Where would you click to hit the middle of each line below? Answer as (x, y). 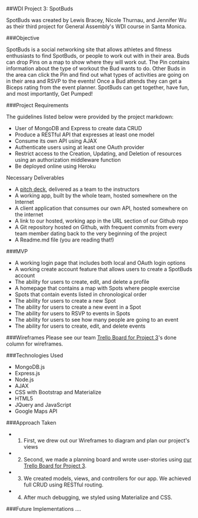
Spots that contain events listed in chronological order (81, 294)
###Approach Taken (31, 423)
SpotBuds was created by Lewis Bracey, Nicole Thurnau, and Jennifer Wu (96, 20)
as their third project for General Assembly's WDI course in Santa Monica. (96, 26)
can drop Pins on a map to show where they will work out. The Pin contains (98, 62)
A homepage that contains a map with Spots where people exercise (97, 288)
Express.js (27, 373)
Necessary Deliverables (35, 178)
